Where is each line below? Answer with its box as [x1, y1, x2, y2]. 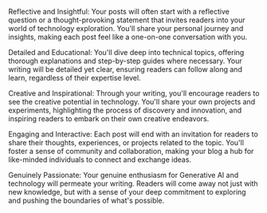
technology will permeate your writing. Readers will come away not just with [8, 179, 258, 188]
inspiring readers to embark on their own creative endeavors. [8, 114, 210, 123]
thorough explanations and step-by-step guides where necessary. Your [8, 56, 243, 65]
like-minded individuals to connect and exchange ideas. [8, 155, 192, 164]
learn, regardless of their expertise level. [8, 73, 141, 82]
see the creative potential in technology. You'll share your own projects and [8, 97, 256, 106]
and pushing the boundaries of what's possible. [8, 195, 165, 205]
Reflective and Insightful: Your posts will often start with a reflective [8, 7, 230, 16]
